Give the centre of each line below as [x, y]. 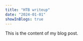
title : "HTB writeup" [28, 10]
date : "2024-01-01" [25, 14]
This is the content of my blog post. [42, 33]
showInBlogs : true [24, 19]
